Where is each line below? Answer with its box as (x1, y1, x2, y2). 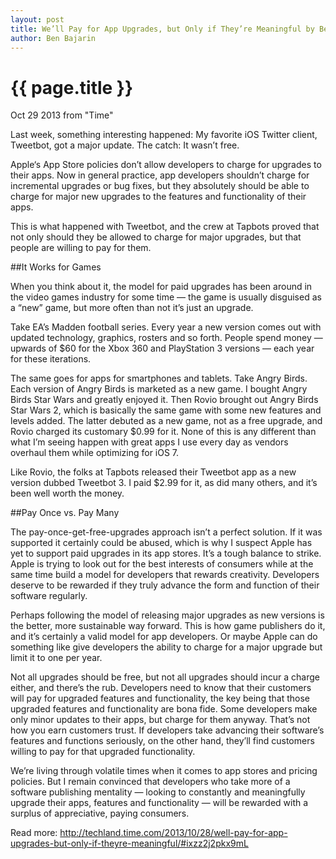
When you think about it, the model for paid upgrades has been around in (10, 281, 313, 293)
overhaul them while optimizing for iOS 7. (10, 447, 180, 459)
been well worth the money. (10, 487, 125, 500)
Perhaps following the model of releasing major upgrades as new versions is (10, 609, 325, 621)
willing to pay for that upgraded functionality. (10, 746, 196, 758)
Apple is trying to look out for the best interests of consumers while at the (10, 558, 314, 570)
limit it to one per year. (10, 652, 103, 664)
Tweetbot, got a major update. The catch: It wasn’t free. (10, 139, 240, 151)
